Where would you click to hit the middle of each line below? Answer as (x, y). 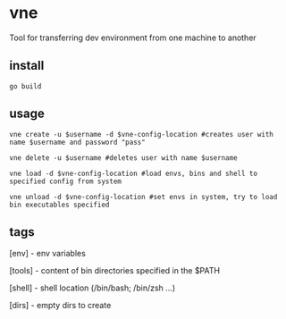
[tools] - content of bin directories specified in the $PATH (115, 271)
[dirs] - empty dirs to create (60, 306)
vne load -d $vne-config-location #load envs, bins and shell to (133, 173)
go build (25, 86)
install (27, 66)
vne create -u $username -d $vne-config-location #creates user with (142, 134)
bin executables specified (59, 205)
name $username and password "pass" (77, 142)
